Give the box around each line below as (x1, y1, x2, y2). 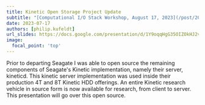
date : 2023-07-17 (6, 20, 51, 26)
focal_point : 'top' (12, 43, 62, 49)
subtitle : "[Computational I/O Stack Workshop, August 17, (6, 15, 160, 21)
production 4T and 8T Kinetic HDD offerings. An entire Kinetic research (6, 78, 186, 86)
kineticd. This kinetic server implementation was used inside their (6, 72, 171, 80)
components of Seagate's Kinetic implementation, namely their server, (6, 66, 183, 73)
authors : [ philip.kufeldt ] (6, 25, 75, 32)
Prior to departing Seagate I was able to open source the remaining (6, 59, 175, 67)
